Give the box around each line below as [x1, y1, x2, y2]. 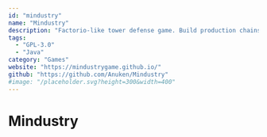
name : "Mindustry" [8, 19, 69, 27]
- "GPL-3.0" [15, 41, 56, 49]
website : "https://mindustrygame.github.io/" [8, 63, 161, 71]
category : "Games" [8, 56, 69, 64]
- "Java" [15, 48, 44, 56]
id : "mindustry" [8, 11, 62, 20]
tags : [8, 33, 26, 42]
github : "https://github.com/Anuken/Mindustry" [8, 70, 169, 78]
